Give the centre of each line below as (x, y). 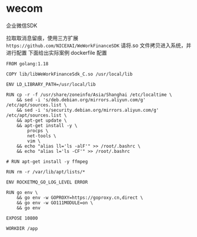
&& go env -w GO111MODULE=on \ (55, 203)
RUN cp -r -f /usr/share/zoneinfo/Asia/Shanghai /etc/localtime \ (89, 95)
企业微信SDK (22, 25)
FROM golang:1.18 (27, 64)
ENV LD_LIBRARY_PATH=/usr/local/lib (51, 84)
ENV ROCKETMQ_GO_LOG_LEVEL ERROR (47, 182)
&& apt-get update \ (42, 120)
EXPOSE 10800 (22, 218)
